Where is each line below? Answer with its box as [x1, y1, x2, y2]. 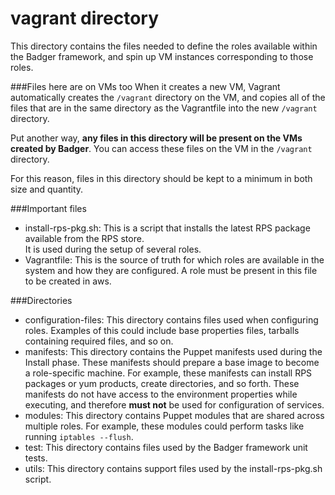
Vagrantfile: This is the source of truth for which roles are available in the [24, 253, 325, 266]
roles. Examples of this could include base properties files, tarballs [24, 324, 300, 336]
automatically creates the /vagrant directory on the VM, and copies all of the [10, 91, 326, 103]
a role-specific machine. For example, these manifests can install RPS [24, 367, 313, 379]
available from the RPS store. [24, 232, 145, 244]
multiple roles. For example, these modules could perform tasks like [24, 420, 305, 432]
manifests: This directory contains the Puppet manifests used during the [24, 345, 323, 357]
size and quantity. [10, 183, 84, 195]
